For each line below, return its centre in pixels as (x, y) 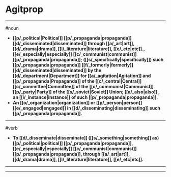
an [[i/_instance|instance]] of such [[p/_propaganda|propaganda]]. (85, 97)
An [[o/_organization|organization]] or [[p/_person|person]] (77, 102)
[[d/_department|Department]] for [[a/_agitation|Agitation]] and (82, 76)
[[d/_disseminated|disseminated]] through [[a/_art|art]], (74, 43)
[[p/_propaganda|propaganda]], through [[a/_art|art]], (71, 154)
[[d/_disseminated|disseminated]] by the (57, 70)
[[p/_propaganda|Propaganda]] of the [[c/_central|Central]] (77, 81)
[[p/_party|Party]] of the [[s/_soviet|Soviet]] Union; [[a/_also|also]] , (86, 92)
